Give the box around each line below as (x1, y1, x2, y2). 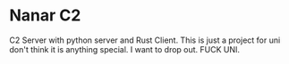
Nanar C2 (9, 5, 81, 26)
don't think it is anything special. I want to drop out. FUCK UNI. (9, 44, 240, 54)
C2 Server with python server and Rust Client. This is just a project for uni (9, 35, 281, 45)
